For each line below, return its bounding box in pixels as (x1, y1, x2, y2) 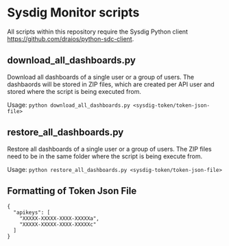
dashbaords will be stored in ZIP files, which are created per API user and (7, 80, 215, 88)
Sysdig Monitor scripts (7, 5, 140, 21)
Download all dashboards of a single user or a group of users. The (7, 73, 194, 81)
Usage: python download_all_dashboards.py (7, 101, 130, 109)
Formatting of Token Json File (7, 185, 137, 197)
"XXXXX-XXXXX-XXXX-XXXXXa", (19, 215, 99, 222)
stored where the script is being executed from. (7, 87, 142, 95)
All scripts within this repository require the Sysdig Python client (7, 27, 189, 36)
